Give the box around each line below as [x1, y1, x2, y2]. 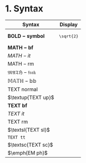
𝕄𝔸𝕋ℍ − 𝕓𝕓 [7, 77, 37, 84]
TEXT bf [7, 102, 28, 109]
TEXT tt [7, 134, 26, 140]
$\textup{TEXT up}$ [7, 94, 54, 101]
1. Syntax [5, 3, 43, 14]
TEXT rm [7, 118, 28, 125]
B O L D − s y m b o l [7, 33, 45, 40]
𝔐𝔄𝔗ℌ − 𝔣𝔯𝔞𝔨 [7, 68, 36, 75]
